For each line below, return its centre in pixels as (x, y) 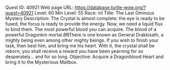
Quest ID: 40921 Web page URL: (40, 7)
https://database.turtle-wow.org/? (110, 7)
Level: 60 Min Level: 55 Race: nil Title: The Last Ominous (94, 13)
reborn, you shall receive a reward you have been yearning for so (74, 51)
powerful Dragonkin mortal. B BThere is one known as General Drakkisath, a (84, 35)
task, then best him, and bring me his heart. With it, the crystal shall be (80, 46)
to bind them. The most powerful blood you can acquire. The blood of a (81, 29)
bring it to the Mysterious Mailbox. (42, 62)
